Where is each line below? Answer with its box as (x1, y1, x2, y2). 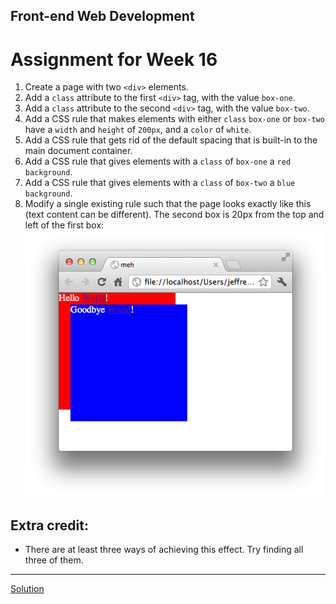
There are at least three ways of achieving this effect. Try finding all (24, 544, 304, 556)
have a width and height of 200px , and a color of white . (24, 124, 252, 136)
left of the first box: (24, 219, 105, 231)
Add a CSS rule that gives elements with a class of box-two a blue (24, 177, 296, 189)
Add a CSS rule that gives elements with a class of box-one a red (24, 155, 292, 168)
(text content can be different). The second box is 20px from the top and (24, 209, 325, 221)
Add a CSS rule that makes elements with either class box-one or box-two (24, 113, 325, 125)
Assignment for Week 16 (10, 48, 218, 71)
